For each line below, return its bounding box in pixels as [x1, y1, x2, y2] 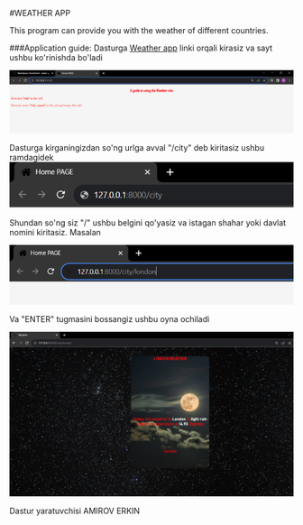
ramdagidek [9, 152, 54, 162]
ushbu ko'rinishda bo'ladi [9, 52, 104, 62]
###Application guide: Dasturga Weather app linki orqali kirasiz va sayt [9, 42, 273, 53]
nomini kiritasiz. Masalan [9, 227, 102, 238]
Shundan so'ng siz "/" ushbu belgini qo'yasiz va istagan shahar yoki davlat [9, 217, 287, 228]
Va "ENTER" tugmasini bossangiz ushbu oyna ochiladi [9, 314, 210, 325]
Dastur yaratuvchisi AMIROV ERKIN [9, 505, 141, 517]
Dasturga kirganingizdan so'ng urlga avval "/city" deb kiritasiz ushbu [9, 142, 264, 152]
